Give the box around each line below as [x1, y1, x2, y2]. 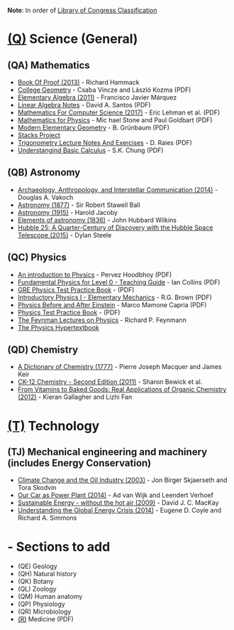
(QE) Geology [17, 562, 58, 571]
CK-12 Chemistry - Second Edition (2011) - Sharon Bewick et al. [17, 378, 203, 386]
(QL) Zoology [17, 584, 57, 593]
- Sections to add [7, 538, 111, 555]
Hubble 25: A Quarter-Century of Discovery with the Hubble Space [17, 223, 213, 232]
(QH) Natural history [17, 570, 77, 578]
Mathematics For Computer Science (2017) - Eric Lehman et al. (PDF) [17, 108, 221, 117]
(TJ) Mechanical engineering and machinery [7, 446, 208, 458]
